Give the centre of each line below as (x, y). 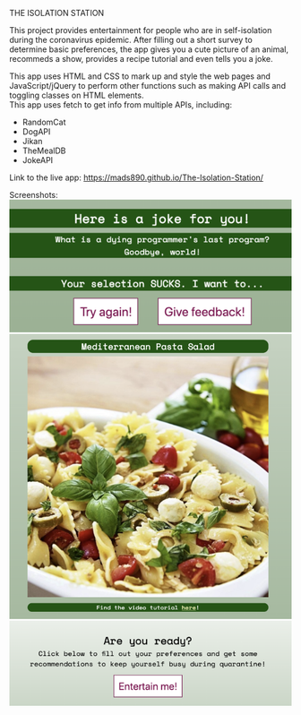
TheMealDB (44, 151)
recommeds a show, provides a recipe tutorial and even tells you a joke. (141, 59)
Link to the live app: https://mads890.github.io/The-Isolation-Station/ (137, 177)
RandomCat (44, 122)
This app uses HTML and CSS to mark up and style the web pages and (140, 76)
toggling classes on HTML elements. (77, 95)
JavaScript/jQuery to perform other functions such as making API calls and (148, 86)
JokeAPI (38, 160)
